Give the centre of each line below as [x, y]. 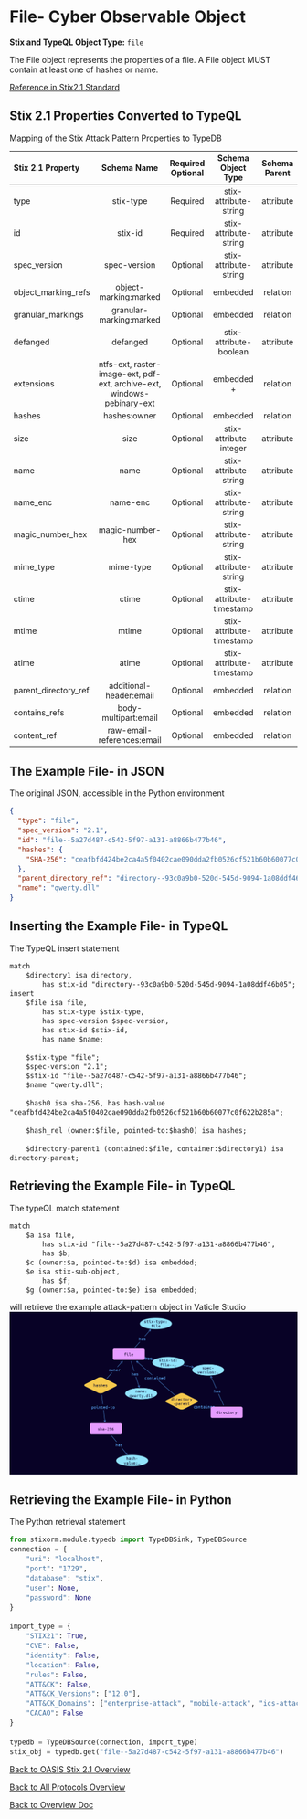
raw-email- [130, 730]
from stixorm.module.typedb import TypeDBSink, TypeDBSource [128, 1540]
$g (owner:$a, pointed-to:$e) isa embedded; [112, 1290]
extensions [34, 384]
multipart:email [130, 717]
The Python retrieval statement [68, 1522]
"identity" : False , [63, 1655]
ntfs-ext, [116, 364]
